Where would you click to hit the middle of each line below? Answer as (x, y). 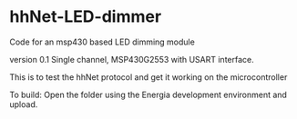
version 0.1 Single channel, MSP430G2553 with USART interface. (132, 59)
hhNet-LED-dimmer (86, 17)
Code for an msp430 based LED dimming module (102, 42)
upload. (24, 104)
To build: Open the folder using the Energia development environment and (148, 94)
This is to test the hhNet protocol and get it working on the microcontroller (148, 77)
